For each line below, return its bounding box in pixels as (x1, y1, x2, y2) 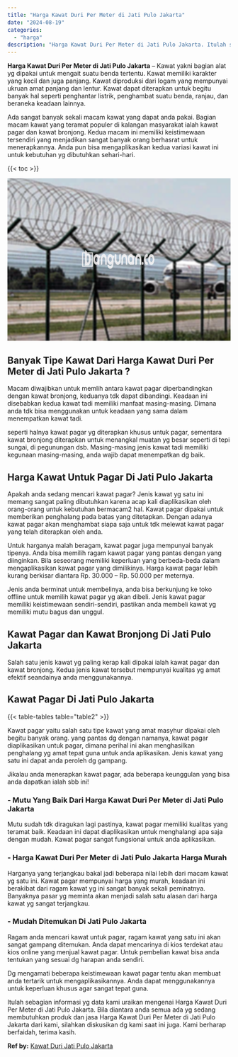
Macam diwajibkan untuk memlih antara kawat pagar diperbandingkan (7, 384, 212, 393)
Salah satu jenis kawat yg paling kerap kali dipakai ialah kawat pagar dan (7, 658, 220, 667)
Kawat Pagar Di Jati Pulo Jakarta (7, 694, 154, 706)
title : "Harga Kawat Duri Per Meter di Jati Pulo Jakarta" (7, 11, 186, 18)
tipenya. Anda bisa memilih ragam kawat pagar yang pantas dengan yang (7, 549, 222, 557)
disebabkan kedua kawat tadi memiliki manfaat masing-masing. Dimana (7, 399, 217, 408)
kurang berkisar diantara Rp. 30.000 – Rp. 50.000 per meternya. (7, 571, 195, 580)
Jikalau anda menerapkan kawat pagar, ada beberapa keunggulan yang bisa (7, 770, 230, 778)
